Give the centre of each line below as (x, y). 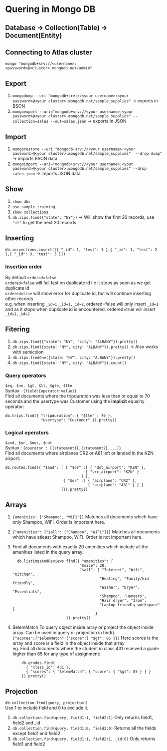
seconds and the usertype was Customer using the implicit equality (75, 401)
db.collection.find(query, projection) (47, 703)
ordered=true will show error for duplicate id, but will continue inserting (78, 293)
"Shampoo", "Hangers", (123, 596)
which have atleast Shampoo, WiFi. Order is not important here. (78, 537)
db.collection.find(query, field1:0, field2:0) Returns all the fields (84, 728)
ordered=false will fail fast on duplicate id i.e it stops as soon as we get (78, 283)
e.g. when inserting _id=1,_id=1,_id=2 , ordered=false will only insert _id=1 (82, 304)
